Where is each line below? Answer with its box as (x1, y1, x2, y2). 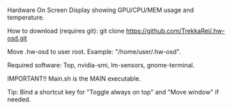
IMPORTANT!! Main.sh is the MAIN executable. (7, 74, 141, 83)
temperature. (7, 13, 45, 22)
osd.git (7, 34, 27, 42)
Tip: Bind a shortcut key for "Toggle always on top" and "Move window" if (7, 88, 219, 96)
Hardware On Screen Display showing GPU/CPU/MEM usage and (7, 6, 194, 14)
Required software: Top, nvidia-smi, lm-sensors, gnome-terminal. (7, 61, 195, 69)
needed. (7, 95, 31, 103)
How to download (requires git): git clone (7, 27, 125, 35)
